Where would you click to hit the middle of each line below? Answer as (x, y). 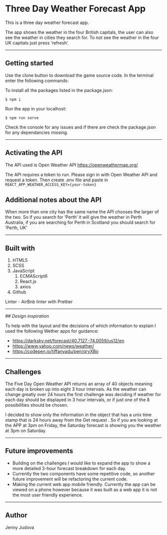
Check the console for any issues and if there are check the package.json (81, 127)
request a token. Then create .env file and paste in (57, 180)
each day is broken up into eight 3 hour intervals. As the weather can (76, 389)
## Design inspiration (27, 316)
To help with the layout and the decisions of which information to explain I (81, 326)
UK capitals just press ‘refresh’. (37, 42)
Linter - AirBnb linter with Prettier (39, 302)
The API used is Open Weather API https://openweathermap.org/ (72, 165)
